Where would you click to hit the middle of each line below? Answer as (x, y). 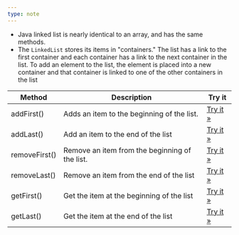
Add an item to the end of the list (117, 134)
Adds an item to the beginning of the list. (131, 113)
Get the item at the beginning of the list (128, 195)
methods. (32, 42)
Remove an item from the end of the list (129, 175)
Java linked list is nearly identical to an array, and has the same (110, 34)
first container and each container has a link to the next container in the (122, 57)
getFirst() (27, 195)
